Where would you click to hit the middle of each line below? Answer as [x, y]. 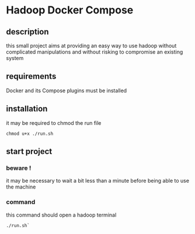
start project [29, 151]
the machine [21, 187]
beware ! [19, 168]
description [27, 32]
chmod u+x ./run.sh [30, 134]
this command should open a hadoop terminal [61, 215]
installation [27, 109]
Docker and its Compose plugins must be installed [67, 90]
